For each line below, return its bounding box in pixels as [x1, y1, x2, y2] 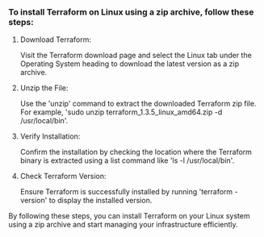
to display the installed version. [48, 196, 153, 206]
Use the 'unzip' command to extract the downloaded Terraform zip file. [19, 99, 257, 109]
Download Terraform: [19, 35, 91, 44]
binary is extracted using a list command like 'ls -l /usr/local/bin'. [19, 156, 235, 165]
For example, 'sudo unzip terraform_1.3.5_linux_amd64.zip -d [19, 107, 223, 117]
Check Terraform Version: [19, 172, 107, 181]
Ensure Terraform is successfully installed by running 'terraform [19, 187, 233, 197]
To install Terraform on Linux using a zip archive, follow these [8, 6, 254, 18]
